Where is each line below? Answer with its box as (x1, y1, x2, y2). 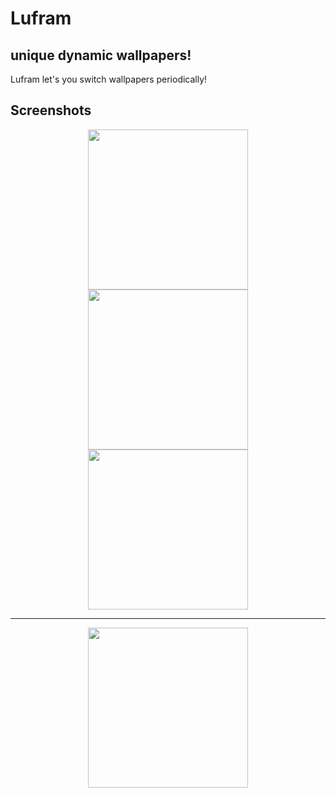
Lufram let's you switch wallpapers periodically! (10, 73, 208, 85)
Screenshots (10, 102, 92, 119)
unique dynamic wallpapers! (10, 47, 192, 64)
